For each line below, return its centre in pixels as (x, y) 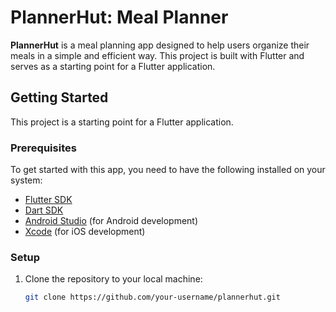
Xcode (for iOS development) (85, 232)
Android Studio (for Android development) (111, 221)
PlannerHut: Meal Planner (119, 17)
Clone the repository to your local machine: (113, 279)
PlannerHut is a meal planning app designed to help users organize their (160, 45)
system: (26, 180)
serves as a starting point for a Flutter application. (113, 66)
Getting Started (59, 97)
